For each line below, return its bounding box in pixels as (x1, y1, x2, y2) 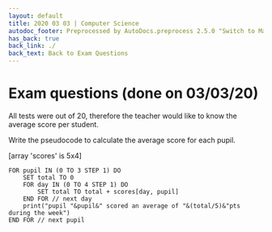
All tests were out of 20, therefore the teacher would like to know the (8, 111, 237, 120)
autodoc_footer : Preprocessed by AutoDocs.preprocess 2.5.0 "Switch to (8, 27, 255, 35)
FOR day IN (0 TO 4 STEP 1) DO (23, 180, 129, 188)
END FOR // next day (23, 195, 92, 203)
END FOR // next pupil (8, 216, 85, 224)
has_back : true (8, 34, 60, 43)
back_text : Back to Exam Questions (8, 49, 129, 57)
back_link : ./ (8, 42, 57, 50)
